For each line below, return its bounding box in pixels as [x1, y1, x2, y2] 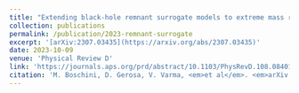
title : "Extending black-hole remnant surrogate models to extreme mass [9, 12, 285, 22]
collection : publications [9, 21, 105, 30]
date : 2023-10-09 [9, 46, 74, 55]
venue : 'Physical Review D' [9, 54, 114, 63]
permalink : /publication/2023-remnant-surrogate [9, 29, 193, 38]
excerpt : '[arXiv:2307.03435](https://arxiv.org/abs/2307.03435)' [9, 37, 261, 47]
